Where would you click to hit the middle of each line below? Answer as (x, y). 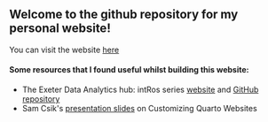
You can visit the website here (64, 50)
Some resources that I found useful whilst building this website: (129, 70)
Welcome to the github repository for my (124, 15)
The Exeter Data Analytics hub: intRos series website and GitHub (140, 90)
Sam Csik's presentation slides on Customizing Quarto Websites (139, 109)
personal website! (60, 29)
